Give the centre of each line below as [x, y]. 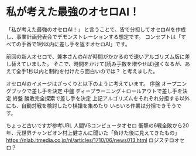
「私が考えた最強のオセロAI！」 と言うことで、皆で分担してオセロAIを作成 [96, 29]
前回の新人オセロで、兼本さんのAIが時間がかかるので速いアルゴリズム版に [96, 56]
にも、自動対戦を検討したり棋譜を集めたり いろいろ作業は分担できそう [91, 106]
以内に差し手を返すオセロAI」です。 [87, 44]
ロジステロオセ [166, 140]
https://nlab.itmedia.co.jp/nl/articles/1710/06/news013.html [77, 140]
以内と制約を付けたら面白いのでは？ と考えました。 [95, 71]
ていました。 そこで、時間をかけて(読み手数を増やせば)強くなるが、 [103, 64]
